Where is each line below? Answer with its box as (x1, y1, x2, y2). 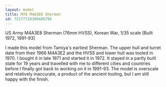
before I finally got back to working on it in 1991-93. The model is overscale (5, 66, 159, 72)
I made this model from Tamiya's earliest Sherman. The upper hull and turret (5, 45, 161, 51)
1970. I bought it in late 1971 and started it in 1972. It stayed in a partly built (5, 55, 156, 61)
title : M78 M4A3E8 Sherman (5, 12, 61, 17)
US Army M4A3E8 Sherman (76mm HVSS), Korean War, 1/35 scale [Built (5, 30, 153, 36)
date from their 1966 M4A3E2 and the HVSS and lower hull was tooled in (5, 50, 154, 56)
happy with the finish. (5, 76, 50, 82)
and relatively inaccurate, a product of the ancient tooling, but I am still (5, 71, 149, 77)
